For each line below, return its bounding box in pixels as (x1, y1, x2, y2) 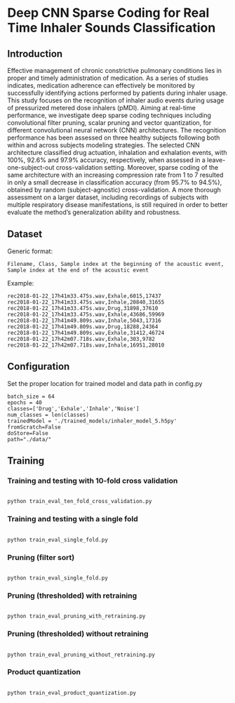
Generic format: (7, 247, 53, 255)
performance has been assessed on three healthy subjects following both (7, 133, 220, 142)
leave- (206, 156, 226, 164)
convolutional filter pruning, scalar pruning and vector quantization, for (7, 119, 212, 127)
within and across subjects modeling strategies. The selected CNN (7, 141, 200, 149)
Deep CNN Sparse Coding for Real (7, 5, 210, 21)
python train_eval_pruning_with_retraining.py (7, 612, 146, 620)
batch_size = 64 (7, 393, 55, 400)
